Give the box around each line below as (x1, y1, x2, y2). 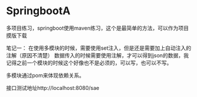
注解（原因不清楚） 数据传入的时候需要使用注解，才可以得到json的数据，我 (6, 51, 189, 59)
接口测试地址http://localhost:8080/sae (6, 84, 99, 91)
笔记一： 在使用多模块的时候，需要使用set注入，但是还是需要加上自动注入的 (6, 44, 192, 51)
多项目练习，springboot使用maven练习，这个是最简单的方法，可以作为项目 (6, 24, 189, 31)
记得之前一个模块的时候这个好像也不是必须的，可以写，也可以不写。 (6, 59, 172, 66)
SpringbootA (6, 4, 71, 18)
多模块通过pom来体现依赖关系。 (6, 72, 85, 79)
